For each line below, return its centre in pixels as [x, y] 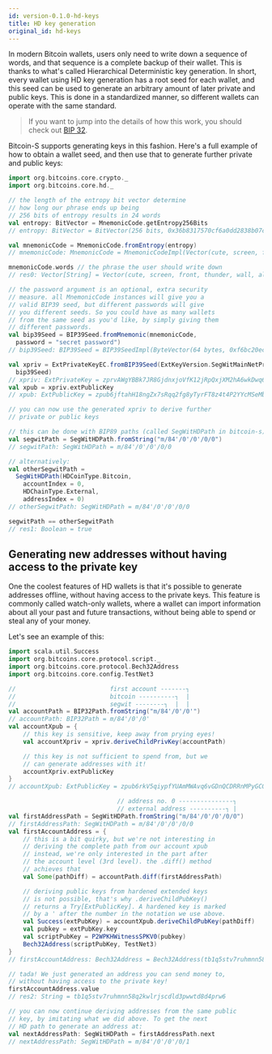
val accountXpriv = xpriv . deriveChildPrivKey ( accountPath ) [125, 741]
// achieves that [52, 870]
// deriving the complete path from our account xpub [115, 847]
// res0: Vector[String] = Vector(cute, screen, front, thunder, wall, [132, 275]
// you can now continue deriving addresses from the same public [123, 1012]
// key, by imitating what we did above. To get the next [108, 1019]
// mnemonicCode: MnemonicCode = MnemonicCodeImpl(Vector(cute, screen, [134, 253]
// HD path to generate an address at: [76, 1026]
